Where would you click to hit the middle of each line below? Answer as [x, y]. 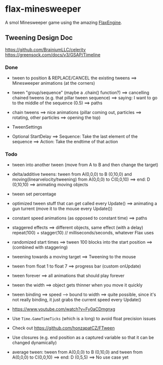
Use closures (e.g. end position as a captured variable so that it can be [83, 338]
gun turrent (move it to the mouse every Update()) [62, 209]
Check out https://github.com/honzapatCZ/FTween [63, 328]
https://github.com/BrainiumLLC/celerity [45, 49]
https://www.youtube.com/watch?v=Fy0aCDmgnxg [63, 309]
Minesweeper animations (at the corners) [54, 83]
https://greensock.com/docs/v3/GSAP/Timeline [53, 55]
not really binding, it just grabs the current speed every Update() [77, 300]
